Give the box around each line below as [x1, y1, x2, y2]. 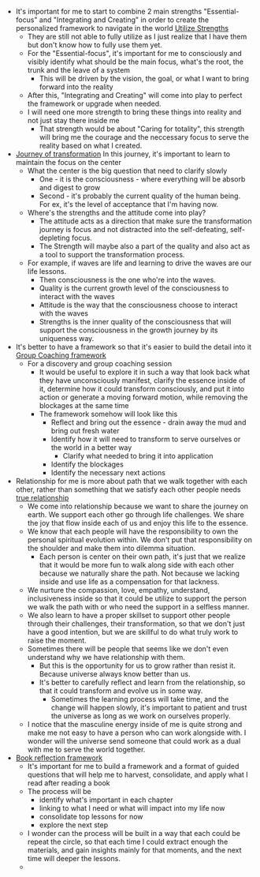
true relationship [15, 493, 69, 502]
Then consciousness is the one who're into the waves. [39, 275, 217, 284]
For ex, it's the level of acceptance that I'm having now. [39, 200, 219, 208]
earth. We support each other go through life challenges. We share [27, 510, 244, 519]
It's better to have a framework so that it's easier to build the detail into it [15, 343, 252, 351]
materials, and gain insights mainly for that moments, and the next [27, 845, 242, 855]
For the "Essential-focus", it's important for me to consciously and [27, 49, 242, 58]
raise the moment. [27, 635, 87, 645]
